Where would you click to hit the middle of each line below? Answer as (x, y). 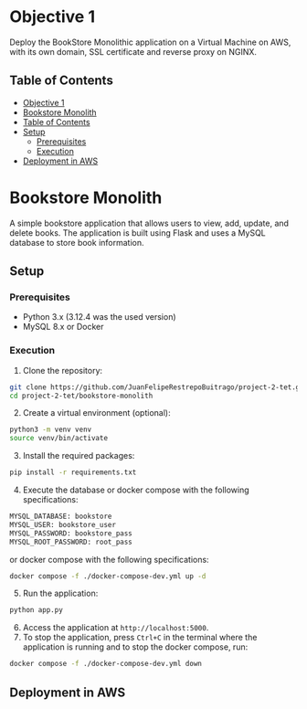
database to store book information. (77, 242)
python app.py (37, 610)
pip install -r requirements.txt (73, 472)
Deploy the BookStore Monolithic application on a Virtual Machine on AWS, (150, 42)
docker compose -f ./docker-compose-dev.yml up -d (108, 576)
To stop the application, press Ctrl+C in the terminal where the (140, 638)
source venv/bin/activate (58, 439)
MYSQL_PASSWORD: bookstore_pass (71, 533)
